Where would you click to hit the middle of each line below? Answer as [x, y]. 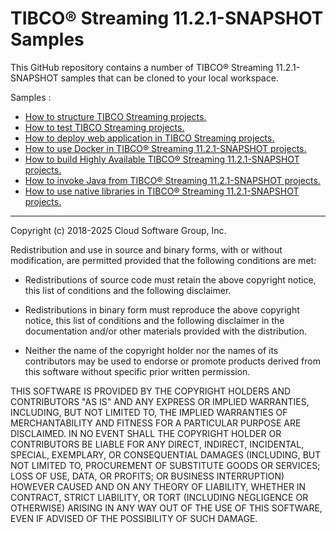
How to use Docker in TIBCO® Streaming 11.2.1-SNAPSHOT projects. [165, 148]
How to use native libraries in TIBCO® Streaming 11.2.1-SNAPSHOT [162, 191]
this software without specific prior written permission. [137, 371]
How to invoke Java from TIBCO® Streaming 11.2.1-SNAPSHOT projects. [172, 180]
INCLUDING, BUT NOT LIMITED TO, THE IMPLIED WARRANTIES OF [149, 412]
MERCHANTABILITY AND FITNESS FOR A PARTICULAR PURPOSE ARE [156, 423]
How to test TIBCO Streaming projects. [104, 127]
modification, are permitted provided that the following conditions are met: [163, 260]
